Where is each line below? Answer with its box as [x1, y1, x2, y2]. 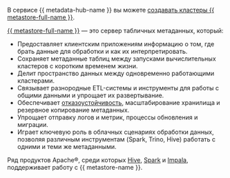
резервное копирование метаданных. [17, 106, 130, 114]
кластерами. [17, 77, 55, 85]
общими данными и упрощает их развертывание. [17, 91, 164, 99]
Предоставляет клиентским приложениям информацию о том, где [17, 40, 215, 48]
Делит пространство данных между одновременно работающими [17, 69, 215, 77]
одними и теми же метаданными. [17, 143, 117, 150]
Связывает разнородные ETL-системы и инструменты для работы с [17, 84, 220, 92]
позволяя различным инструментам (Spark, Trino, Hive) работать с [17, 135, 216, 144]
